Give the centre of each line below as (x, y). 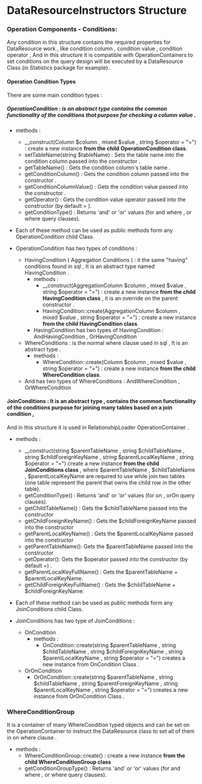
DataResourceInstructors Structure (97, 11)
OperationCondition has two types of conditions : (76, 248)
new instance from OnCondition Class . (91, 664)
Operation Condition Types (41, 82)
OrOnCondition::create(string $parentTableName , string (103, 677)
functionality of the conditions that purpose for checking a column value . (101, 115)
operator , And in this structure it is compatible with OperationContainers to (100, 55)
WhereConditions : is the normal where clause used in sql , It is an (106, 342)
